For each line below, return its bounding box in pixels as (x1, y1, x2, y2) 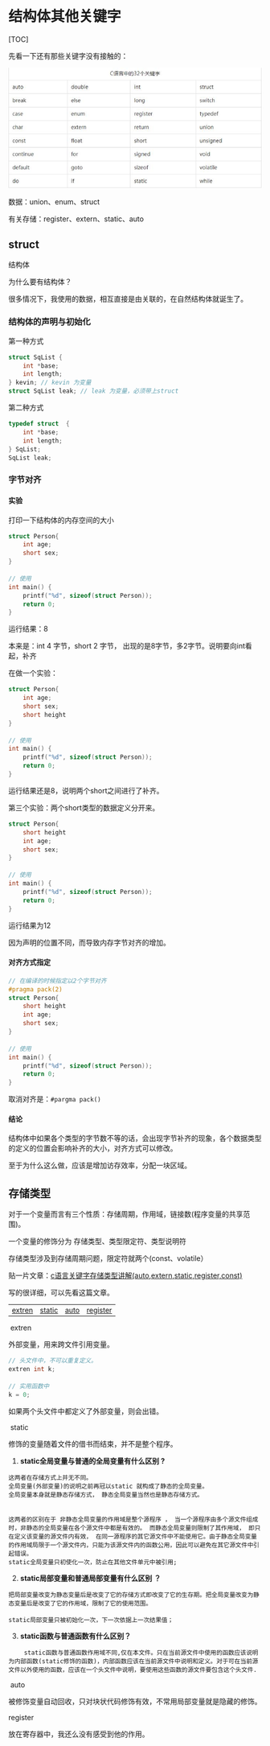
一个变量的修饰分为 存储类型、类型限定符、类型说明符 (8, 1237, 186, 1246)
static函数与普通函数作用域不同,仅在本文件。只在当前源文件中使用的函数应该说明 (23, 1649, 259, 1657)
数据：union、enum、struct (8, 196, 100, 206)
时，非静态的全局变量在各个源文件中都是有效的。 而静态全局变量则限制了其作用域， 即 (8, 1524, 255, 1532)
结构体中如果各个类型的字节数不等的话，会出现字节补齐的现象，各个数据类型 (8, 1134, 262, 1143)
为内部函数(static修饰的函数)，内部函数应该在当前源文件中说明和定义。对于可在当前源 (8, 1657, 259, 1666)
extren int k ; (8, 1365, 56, 1373)
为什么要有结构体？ (8, 277, 72, 286)
